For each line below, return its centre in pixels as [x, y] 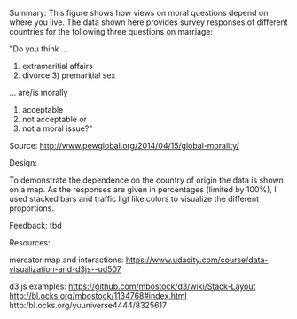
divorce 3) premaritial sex [69, 75]
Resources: [30, 242]
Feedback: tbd [35, 226]
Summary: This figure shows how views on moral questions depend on [139, 13]
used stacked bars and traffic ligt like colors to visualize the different [134, 199]
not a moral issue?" [57, 128]
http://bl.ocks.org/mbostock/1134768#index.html [98, 296]
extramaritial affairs [57, 66]
